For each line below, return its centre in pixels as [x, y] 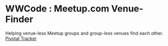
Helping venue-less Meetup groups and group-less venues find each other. [85, 33]
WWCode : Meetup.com [57, 9]
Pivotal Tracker [21, 38]
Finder [19, 19]
